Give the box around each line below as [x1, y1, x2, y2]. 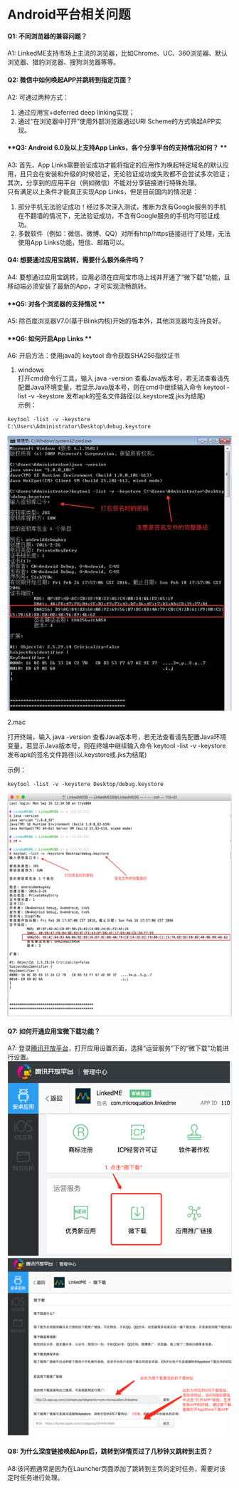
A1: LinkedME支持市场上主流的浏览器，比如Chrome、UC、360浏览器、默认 [7, 49, 228, 58]
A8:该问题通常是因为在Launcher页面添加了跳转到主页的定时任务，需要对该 [7, 1464, 226, 1472]
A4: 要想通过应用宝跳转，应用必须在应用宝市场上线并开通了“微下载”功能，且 [7, 273, 231, 281]
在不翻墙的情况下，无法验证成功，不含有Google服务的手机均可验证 [17, 211, 214, 219]
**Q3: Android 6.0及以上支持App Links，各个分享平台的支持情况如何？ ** [7, 143, 228, 152]
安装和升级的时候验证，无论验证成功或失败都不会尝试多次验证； [44, 169, 232, 178]
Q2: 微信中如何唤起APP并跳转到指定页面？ [7, 76, 133, 84]
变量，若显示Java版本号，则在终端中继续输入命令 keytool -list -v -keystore [7, 742, 226, 750]
